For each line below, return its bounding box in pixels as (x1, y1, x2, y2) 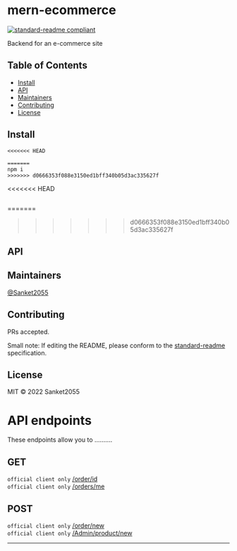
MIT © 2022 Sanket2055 (7, 388, 80, 396)
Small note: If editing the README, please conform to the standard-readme (7, 341, 226, 349)
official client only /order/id (7, 475, 98, 483)
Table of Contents (7, 59, 88, 72)
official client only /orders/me (7, 482, 105, 491)
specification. (7, 348, 47, 357)
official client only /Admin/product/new (7, 528, 133, 537)
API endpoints (7, 412, 92, 428)
